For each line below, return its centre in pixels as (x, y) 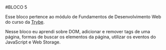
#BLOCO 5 (16, 7)
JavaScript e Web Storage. (33, 42)
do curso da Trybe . (25, 22)
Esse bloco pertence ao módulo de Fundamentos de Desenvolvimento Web (83, 17)
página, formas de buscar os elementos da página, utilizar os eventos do (80, 37)
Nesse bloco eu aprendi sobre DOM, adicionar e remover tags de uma (78, 31)
